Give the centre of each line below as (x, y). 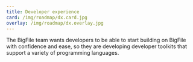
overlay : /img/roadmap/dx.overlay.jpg (55, 23)
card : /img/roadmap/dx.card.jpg (47, 17)
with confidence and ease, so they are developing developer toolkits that (97, 46)
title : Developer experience (43, 12)
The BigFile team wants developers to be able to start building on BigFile (96, 40)
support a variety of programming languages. (63, 53)
